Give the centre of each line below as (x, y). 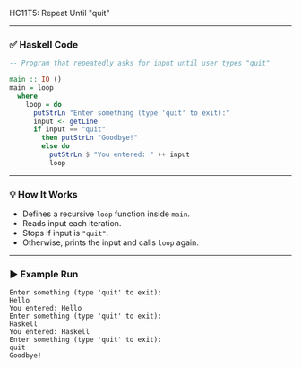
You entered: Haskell (50, 332)
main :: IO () (36, 80)
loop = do (44, 104)
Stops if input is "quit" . (65, 233)
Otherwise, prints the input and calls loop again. (111, 242)
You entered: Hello (46, 309)
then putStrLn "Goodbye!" (90, 138)
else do (56, 146)
